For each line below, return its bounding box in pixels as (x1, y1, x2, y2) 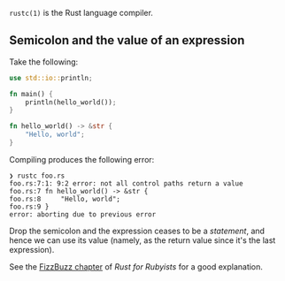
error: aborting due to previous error (9, 209, 157, 219)
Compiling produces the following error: (9, 154, 155, 164)
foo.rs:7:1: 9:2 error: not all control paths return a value (9, 178, 243, 188)
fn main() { (9, 89, 53, 98)
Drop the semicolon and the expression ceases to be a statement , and (9, 225, 266, 236)
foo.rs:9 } (9, 202, 50, 211)
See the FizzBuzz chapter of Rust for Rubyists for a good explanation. (9, 261, 264, 272)
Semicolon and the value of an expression (9, 33, 245, 48)
